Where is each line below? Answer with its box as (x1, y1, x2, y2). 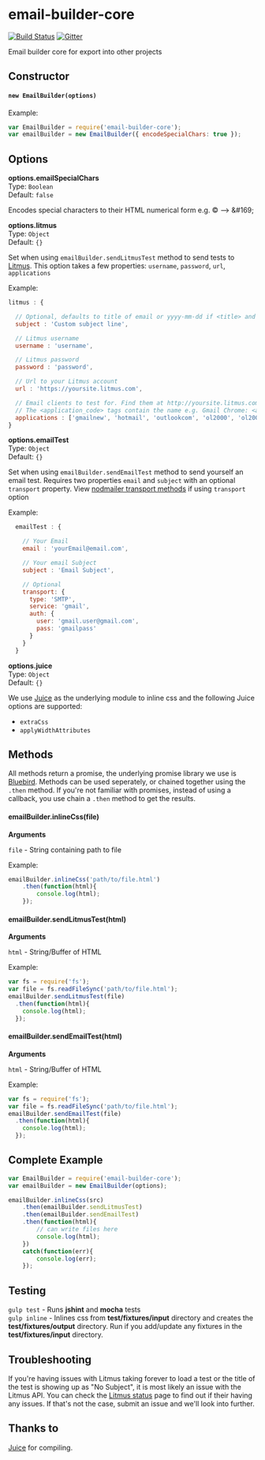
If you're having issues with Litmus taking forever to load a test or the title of (8, 1373, 256, 1383)
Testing (8, 1284, 47, 1297)
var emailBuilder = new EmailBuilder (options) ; (8, 1181, 168, 1189)
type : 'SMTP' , (28, 595, 77, 603)
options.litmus (8, 221, 58, 230)
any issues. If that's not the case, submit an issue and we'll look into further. (8, 1398, 255, 1408)
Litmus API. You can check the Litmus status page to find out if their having (8, 1391, 252, 1400)
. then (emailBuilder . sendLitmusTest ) (22, 1204, 144, 1211)
